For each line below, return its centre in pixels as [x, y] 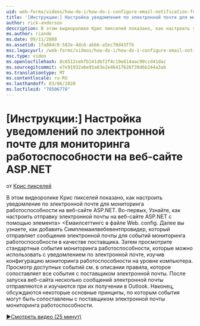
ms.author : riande [29, 34]
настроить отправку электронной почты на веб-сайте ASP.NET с [89, 216]
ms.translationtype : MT [36, 73]
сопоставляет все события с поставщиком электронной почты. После [96, 273]
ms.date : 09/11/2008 [32, 39]
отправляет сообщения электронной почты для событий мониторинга [96, 235]
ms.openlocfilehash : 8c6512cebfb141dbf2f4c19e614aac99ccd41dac [86, 61]
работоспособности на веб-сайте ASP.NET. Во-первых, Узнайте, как [93, 210]
